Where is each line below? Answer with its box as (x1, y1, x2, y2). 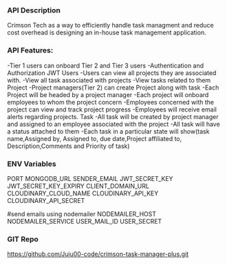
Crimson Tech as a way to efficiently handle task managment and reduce (7, 21, 215, 30)
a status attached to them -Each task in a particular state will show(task (7, 127, 210, 136)
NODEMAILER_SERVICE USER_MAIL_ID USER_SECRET (7, 217, 162, 225)
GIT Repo (7, 234, 39, 244)
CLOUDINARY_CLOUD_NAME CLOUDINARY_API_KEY (7, 189, 159, 198)
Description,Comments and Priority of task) (7, 142, 130, 150)
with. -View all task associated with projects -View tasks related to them (7, 76, 211, 84)
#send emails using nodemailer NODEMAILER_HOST (7, 209, 157, 218)
